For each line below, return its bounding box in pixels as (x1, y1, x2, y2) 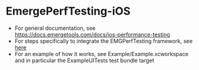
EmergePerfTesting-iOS (6, 4, 131, 18)
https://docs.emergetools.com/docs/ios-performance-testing (14, 30, 170, 38)
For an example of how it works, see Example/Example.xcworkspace (14, 50, 189, 57)
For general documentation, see (14, 24, 96, 32)
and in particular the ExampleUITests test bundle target (14, 57, 155, 64)
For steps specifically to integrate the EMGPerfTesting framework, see (14, 37, 193, 44)
